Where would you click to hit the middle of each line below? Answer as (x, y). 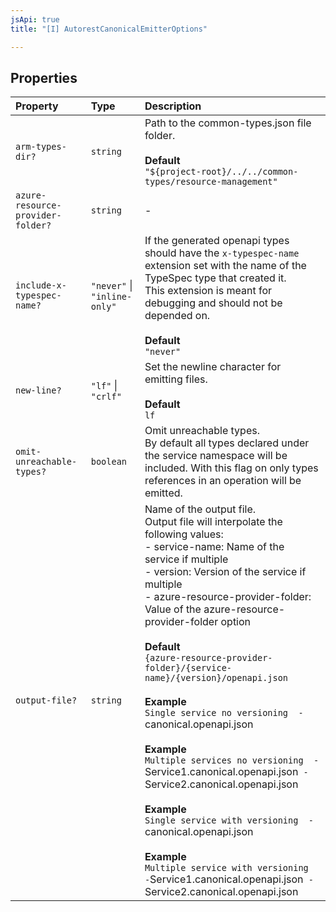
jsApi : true (35, 19)
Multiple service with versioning (226, 868)
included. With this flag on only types (231, 468)
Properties (44, 77)
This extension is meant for (208, 291)
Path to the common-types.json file (228, 123)
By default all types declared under (227, 443)
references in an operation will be (223, 481)
